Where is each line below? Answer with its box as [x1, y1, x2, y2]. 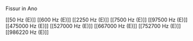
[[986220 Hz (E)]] [5, 29, 49, 36]
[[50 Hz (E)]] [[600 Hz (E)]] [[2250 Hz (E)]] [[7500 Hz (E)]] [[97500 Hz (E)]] [5, 16, 188, 23]
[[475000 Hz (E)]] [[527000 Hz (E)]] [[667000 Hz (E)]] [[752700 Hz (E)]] [5, 23, 181, 29]
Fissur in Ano [5, 5, 38, 12]
